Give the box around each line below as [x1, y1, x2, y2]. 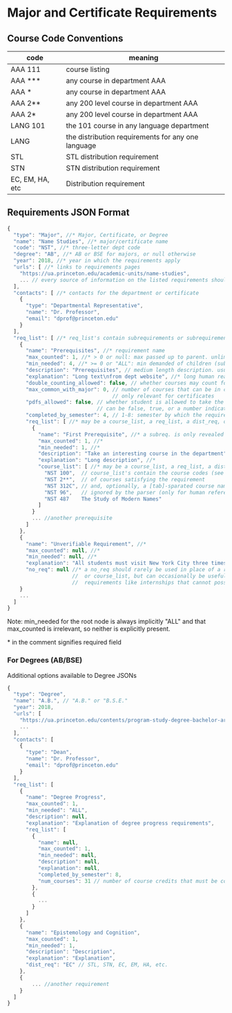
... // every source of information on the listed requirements [19, 276, 209, 283]
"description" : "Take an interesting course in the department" [37, 450, 227, 458]
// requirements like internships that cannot [72, 579, 212, 586]
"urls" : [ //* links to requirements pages [13, 264, 140, 271]
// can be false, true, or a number [96, 405, 202, 413]
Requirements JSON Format [7, 206, 130, 219]
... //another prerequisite [32, 514, 113, 522]
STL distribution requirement [66, 152, 159, 161]
